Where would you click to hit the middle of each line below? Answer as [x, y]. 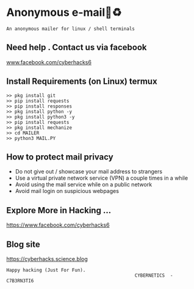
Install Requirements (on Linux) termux [82, 82]
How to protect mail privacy [60, 157]
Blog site [23, 244]
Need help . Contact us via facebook [77, 47]
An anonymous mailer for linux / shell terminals [71, 29]
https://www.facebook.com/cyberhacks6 [58, 225]
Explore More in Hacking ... [59, 210]
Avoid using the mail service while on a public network [84, 185]
